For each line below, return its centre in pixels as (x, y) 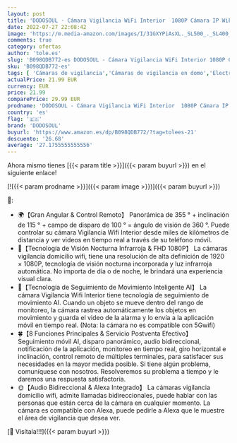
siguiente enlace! (32, 173)
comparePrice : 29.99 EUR (44, 100)
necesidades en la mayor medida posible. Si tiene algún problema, (114, 364)
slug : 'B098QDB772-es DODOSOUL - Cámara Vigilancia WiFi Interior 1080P (116, 60)
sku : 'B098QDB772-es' (39, 66)
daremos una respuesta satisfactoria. (72, 379)
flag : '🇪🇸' (25, 119)
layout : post (26, 14)
